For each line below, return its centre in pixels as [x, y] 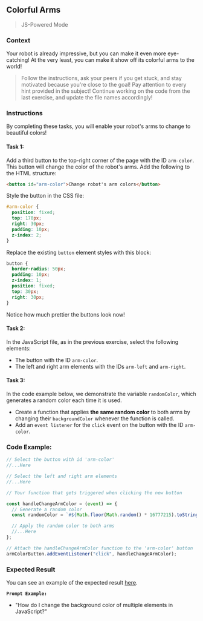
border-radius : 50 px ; [39, 269]
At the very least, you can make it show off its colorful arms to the [112, 60]
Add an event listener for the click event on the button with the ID [99, 425]
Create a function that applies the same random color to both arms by [102, 412]
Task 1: [15, 147]
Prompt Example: [27, 594]
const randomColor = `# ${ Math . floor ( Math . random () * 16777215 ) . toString [105, 515]
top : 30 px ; [25, 291]
